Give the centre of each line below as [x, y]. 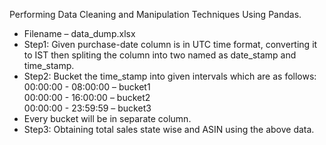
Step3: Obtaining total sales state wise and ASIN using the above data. [169, 129]
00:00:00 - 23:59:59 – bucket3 [87, 108]
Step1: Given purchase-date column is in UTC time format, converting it [170, 44]
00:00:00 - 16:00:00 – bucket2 [87, 97]
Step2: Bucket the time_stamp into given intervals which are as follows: [170, 76]
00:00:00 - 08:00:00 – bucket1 [87, 87]
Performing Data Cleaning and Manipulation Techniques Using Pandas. [155, 14]
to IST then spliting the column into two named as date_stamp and [160, 55]
